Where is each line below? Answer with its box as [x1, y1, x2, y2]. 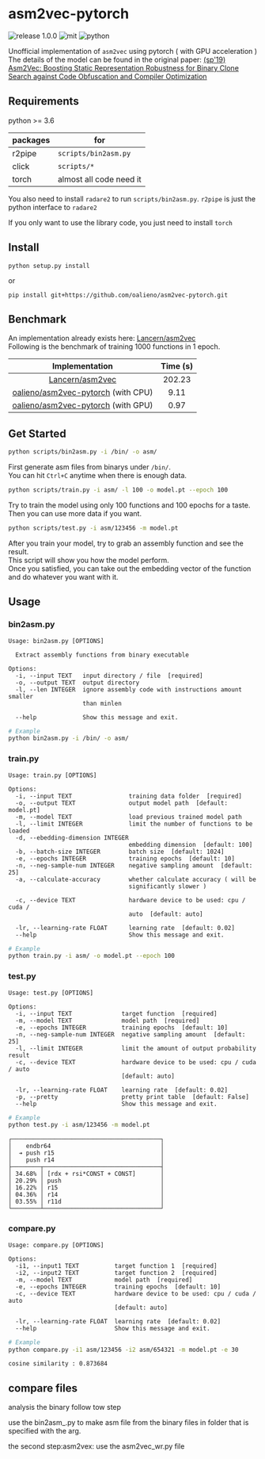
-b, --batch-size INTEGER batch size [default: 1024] [15, 848, 225, 856]
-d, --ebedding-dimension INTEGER [15, 833, 129, 841]
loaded [8, 826, 30, 835]
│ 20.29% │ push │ [8, 1177, 165, 1185]
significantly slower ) [128, 882, 207, 890]
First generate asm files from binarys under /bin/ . [8, 462, 172, 472]
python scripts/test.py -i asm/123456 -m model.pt [8, 524, 179, 532]
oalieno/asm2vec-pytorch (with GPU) [12, 400, 153, 411]
